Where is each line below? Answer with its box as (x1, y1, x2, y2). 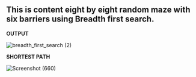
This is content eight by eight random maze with (6, 5, 191, 15)
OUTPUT (6, 30, 29, 37)
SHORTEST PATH (6, 53, 51, 60)
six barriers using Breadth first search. (6, 14, 155, 24)
